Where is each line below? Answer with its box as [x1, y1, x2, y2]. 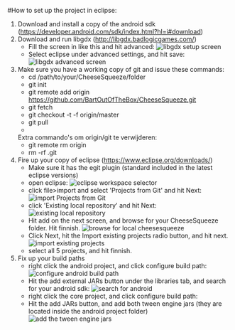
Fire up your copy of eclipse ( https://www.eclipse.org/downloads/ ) [17, 156, 213, 164]
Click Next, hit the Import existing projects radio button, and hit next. [28, 231, 229, 240]
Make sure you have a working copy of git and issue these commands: [17, 65, 225, 73]
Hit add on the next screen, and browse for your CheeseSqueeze [28, 216, 219, 225]
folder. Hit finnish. [28, 224, 80, 232]
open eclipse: [28, 179, 69, 187]
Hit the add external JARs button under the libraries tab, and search [28, 277, 226, 285]
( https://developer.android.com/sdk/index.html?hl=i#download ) [17, 28, 204, 36]
